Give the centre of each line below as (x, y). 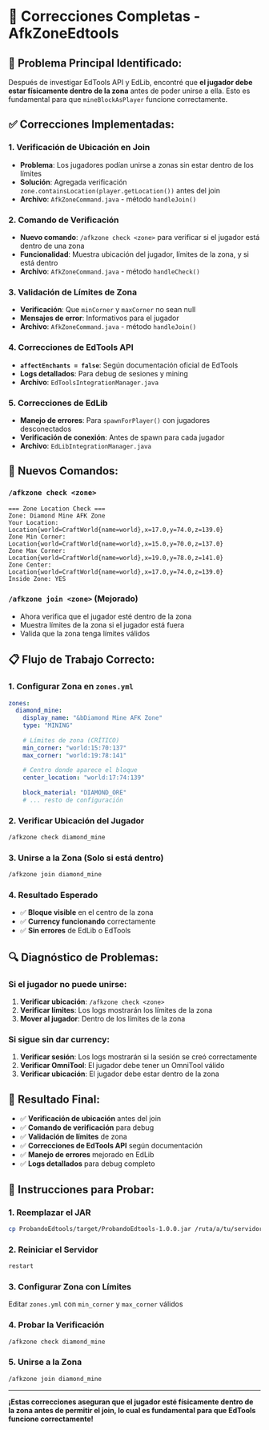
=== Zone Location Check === (57, 509)
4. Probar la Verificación (56, 1325)
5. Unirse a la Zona (45, 1362)
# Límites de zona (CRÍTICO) (71, 740)
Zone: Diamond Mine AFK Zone (57, 516)
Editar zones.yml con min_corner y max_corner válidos (96, 1304)
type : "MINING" (48, 725)
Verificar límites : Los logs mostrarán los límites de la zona (116, 1010)
